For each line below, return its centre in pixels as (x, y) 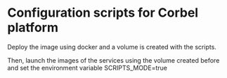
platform (33, 28)
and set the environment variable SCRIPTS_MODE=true (87, 68)
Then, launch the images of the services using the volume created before (113, 60)
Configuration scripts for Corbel (103, 13)
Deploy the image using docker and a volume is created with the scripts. (112, 47)
